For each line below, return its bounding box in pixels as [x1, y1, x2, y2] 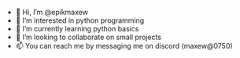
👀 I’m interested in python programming [15, 16, 145, 25]
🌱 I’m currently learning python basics [15, 24, 139, 33]
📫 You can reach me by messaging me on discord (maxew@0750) [15, 42, 234, 50]
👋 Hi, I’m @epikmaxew [15, 8, 89, 16]
